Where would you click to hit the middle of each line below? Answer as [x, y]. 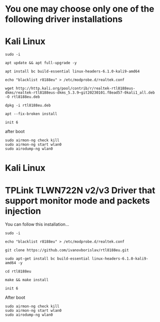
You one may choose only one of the [80, 9]
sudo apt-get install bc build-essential [48, 259]
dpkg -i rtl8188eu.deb [28, 105]
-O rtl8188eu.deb [23, 97]
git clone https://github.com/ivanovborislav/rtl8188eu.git [67, 250]
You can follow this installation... [37, 224]
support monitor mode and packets [78, 201]
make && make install [27, 280]
